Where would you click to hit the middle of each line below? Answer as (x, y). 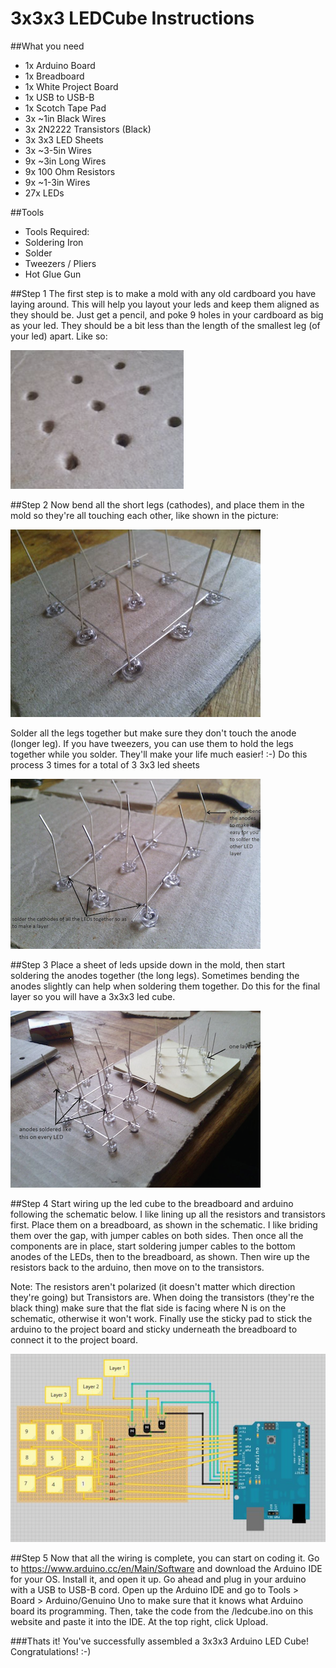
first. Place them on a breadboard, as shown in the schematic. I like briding (164, 1224)
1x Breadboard (54, 76)
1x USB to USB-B (59, 97)
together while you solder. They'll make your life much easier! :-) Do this (159, 754)
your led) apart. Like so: (59, 336)
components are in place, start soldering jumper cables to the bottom (153, 1246)
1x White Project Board (71, 86)
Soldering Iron (54, 242)
